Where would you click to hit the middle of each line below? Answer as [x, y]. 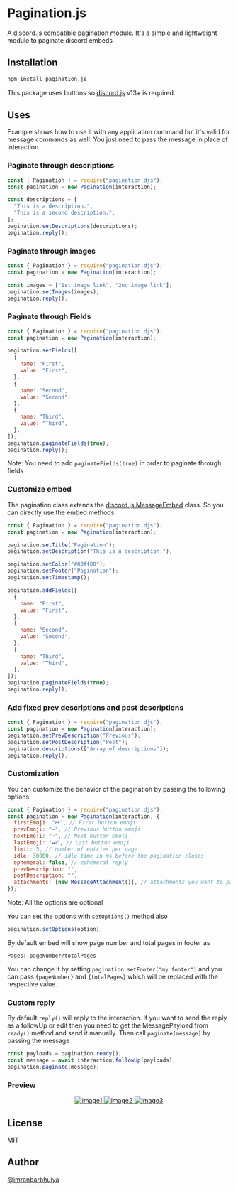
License [25, 1123]
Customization [33, 774]
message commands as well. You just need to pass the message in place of [118, 139]
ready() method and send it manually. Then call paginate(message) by [109, 1033]
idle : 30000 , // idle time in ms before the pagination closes [109, 856]
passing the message [39, 1041]
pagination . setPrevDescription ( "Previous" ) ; [74, 735]
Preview [22, 1085]
